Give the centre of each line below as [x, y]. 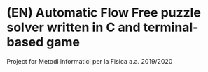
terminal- [171, 27]
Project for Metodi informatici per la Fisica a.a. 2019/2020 [90, 61]
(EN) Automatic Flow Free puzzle [104, 13]
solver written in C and [74, 27]
